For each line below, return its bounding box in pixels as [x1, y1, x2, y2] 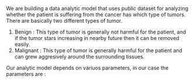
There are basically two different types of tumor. [6, 17, 123, 24]
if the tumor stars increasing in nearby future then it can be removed [14, 35, 179, 41]
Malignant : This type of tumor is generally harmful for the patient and [14, 47, 183, 54]
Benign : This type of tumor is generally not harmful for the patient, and [14, 28, 186, 35]
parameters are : [6, 71, 46, 77]
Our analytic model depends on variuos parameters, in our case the [6, 64, 169, 71]
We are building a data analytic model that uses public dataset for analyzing [6, 5, 189, 12]
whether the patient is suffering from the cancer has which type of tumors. [6, 11, 186, 18]
